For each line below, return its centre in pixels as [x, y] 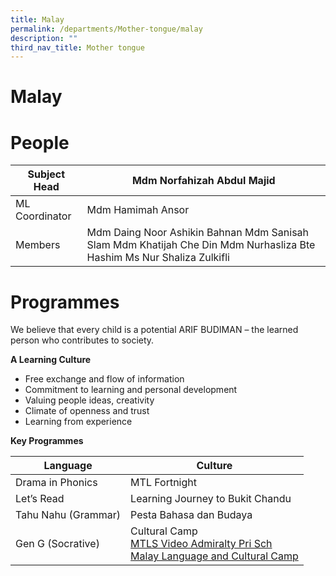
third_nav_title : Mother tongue [77, 47]
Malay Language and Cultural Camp [214, 556]
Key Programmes [47, 441]
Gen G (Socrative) [57, 544]
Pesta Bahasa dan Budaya [191, 515]
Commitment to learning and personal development [131, 390]
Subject [46, 174]
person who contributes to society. [82, 340]
